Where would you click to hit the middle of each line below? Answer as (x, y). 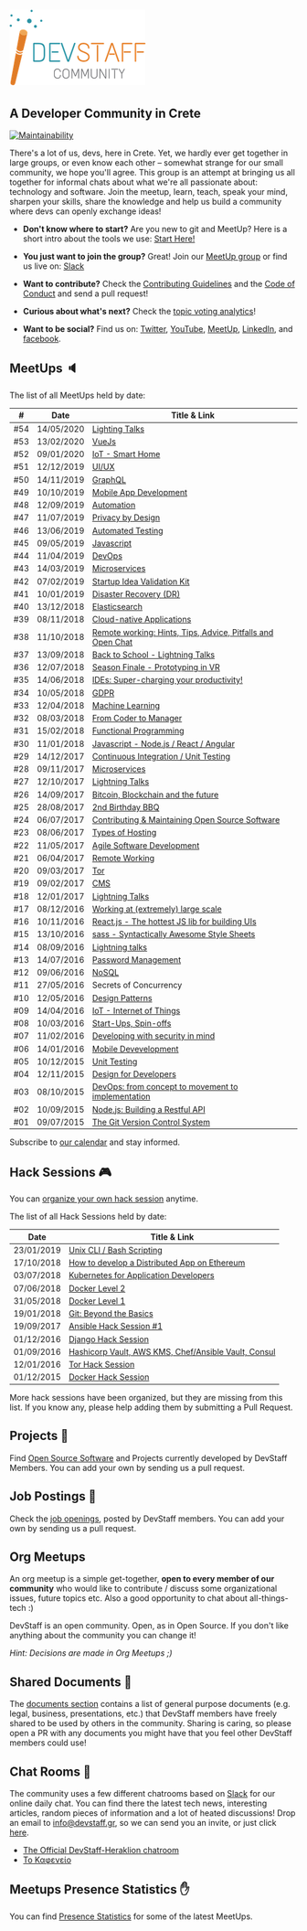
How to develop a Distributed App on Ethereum (157, 1263)
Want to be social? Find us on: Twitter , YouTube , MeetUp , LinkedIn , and (158, 329)
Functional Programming (138, 731)
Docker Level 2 (97, 1288)
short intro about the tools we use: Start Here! (109, 239)
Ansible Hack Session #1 (115, 1327)
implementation (121, 1096)
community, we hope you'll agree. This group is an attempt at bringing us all (152, 172)
